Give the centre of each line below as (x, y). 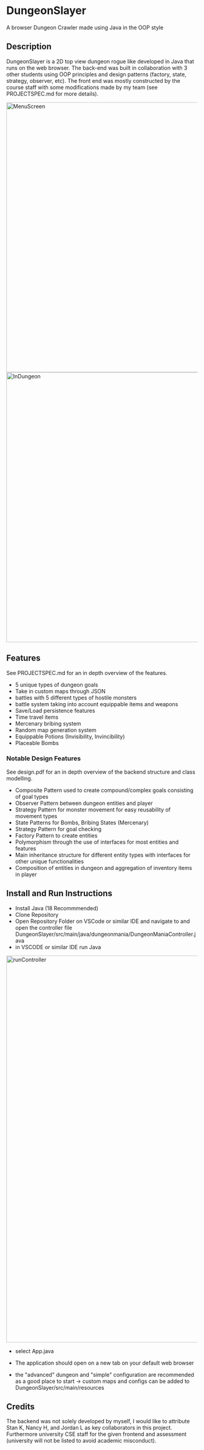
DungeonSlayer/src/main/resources (59, 1387)
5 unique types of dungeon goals (56, 684)
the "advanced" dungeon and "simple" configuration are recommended (104, 1374)
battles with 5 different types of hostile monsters (76, 698)
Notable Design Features (43, 759)
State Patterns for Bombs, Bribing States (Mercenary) (82, 822)
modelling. (19, 778)
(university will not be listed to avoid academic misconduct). (81, 1441)
